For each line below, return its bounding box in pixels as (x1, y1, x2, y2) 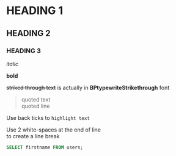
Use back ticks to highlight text (6, 114, 90, 121)
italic (6, 60, 19, 67)
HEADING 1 (6, 4, 63, 18)
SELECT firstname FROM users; (6, 144, 84, 150)
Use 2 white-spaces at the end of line (6, 126, 101, 133)
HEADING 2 (6, 28, 51, 39)
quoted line (21, 102, 50, 110)
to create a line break (6, 132, 60, 139)
